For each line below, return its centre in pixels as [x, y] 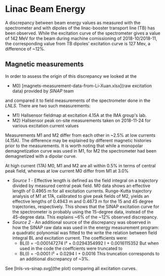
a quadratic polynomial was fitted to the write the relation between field [85, 233]
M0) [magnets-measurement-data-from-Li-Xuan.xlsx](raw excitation [82, 86]
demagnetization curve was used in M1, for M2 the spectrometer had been [81, 151]
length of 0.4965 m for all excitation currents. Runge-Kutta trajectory [82, 191]
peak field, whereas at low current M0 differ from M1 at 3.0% [67, 171]
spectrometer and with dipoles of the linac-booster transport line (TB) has [80, 28]
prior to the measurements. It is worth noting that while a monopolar [74, 146]
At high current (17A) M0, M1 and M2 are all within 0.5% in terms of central [81, 165]
